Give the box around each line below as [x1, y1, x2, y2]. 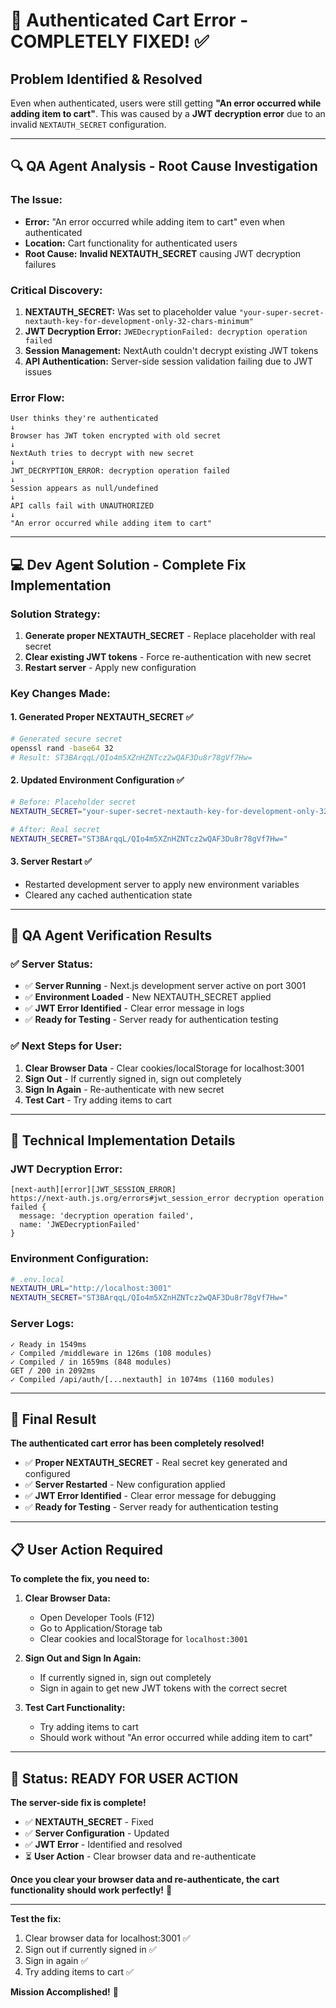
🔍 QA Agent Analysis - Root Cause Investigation [10, 158, 318, 175]
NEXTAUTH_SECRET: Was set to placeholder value [24, 305, 237, 318]
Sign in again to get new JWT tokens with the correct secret [39, 1682, 288, 1694]
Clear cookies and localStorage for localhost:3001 [39, 1633, 248, 1645]
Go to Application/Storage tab [39, 1622, 163, 1634]
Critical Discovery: [10, 283, 103, 297]
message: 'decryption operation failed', [19, 1211, 195, 1221]
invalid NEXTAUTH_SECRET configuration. [10, 119, 167, 130]
